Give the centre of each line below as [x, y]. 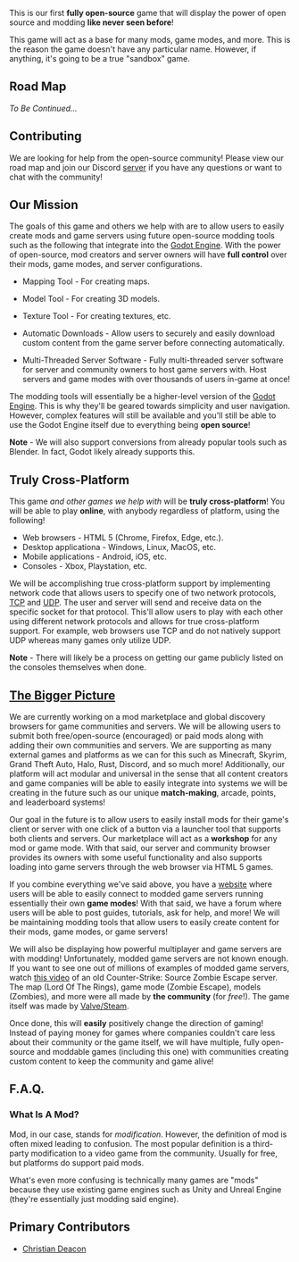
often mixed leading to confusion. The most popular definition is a [130, 1143]
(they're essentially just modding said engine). [94, 1199]
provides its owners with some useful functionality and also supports [136, 857]
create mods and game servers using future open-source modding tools [142, 236]
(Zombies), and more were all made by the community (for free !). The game [149, 997]
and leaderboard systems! [57, 802]
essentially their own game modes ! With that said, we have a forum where [146, 903]
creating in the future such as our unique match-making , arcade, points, [143, 793]
